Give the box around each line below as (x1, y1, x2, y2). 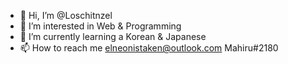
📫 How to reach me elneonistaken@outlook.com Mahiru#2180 (19, 42, 279, 54)
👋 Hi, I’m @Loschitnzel (19, 10, 113, 21)
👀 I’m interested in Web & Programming (19, 20, 182, 32)
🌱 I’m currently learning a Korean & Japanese (19, 31, 207, 42)
